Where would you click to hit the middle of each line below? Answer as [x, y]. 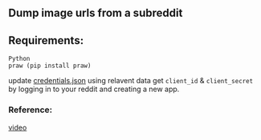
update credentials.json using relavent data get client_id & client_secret [131, 81]
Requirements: [46, 40]
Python [19, 59]
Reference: [31, 110]
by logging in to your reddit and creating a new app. [94, 89]
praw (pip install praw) [50, 66]
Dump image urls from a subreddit [96, 13]
